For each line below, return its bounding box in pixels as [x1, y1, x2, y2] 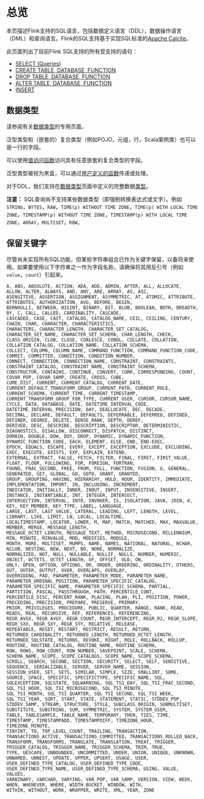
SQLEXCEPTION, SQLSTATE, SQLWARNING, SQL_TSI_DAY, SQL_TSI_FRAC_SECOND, [6, 680, 196, 686]
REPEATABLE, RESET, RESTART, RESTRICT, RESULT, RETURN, [6, 626, 152, 632]
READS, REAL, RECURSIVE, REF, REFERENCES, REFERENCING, [6, 610, 152, 616]
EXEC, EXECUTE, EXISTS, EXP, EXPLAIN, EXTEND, [6, 449, 127, 455]
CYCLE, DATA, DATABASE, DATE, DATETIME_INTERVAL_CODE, [6, 401, 149, 407]
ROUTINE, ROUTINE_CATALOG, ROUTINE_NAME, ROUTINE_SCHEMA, [6, 642, 157, 648]
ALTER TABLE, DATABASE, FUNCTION [15, 79, 112, 86]
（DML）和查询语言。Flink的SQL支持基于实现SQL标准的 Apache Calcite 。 [6, 34, 192, 42]
